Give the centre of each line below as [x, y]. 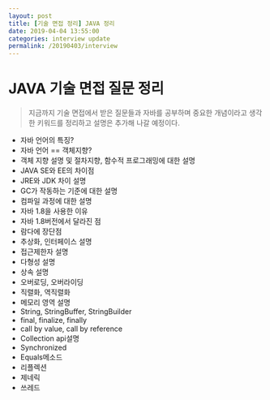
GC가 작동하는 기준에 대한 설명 [69, 191]
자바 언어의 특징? [47, 140]
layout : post [30, 16]
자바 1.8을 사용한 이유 [54, 211]
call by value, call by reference [71, 329]
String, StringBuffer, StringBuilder [76, 312]
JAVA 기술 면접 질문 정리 [86, 89]
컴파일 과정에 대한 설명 [56, 201]
